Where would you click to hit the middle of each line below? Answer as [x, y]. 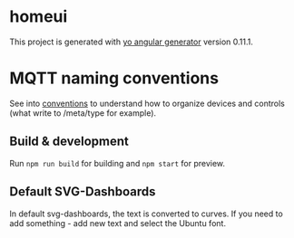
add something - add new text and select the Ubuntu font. [118, 223]
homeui [39, 17]
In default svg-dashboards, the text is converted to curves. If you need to [146, 214]
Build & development [69, 142]
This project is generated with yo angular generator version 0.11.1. [132, 42]
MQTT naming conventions [114, 78]
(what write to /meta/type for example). [83, 113]
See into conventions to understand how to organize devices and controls [147, 103]
